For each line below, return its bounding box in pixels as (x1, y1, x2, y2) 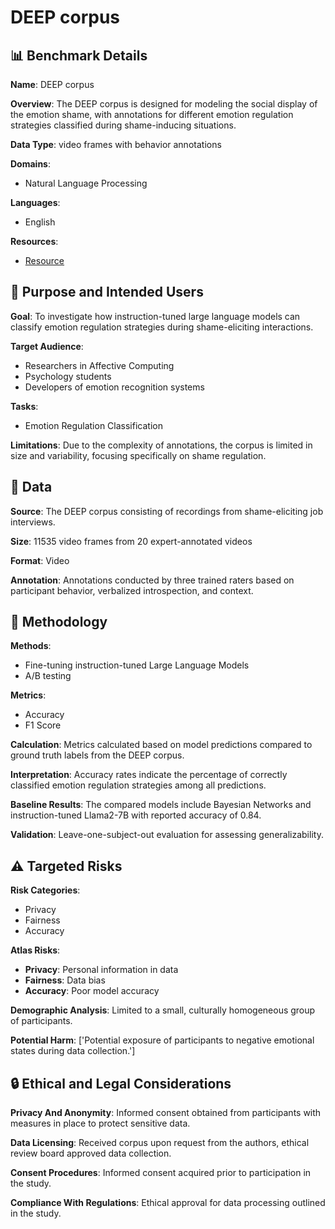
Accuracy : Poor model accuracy (24, 985, 160, 997)
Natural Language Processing (24, 177, 148, 189)
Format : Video (10, 554, 70, 566)
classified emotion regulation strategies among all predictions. (10, 779, 267, 791)
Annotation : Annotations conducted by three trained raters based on (10, 574, 295, 586)
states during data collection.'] (10, 1045, 136, 1057)
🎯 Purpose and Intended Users (10, 284, 204, 301)
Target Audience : (10, 340, 84, 352)
